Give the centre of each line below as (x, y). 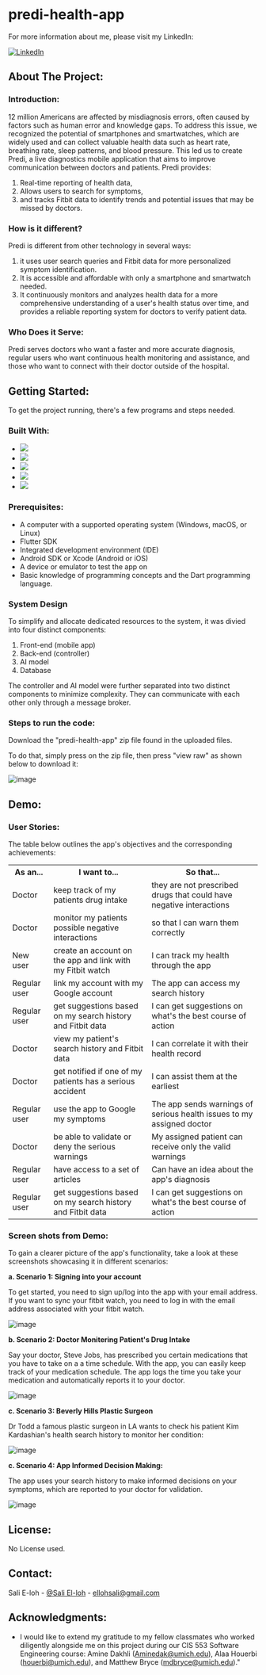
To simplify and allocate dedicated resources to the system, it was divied (127, 621)
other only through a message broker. (70, 702)
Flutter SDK (38, 541)
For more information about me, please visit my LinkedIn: (101, 36)
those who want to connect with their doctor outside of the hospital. (119, 366)
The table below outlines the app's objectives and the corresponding (120, 844)
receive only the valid (191, 1146)
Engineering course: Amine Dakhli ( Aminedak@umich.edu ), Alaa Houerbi (138, 1654)
